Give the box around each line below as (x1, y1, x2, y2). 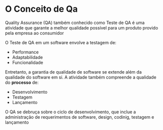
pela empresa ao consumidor (5, 30, 64, 36)
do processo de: (5, 79, 39, 85)
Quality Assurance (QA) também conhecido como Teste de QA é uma (5, 20, 145, 26)
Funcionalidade (12, 59, 44, 65)
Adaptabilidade (12, 54, 43, 60)
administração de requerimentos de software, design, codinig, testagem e (5, 114, 154, 120)
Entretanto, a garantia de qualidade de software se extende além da (5, 69, 142, 75)
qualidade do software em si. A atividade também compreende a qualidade (5, 74, 157, 80)
